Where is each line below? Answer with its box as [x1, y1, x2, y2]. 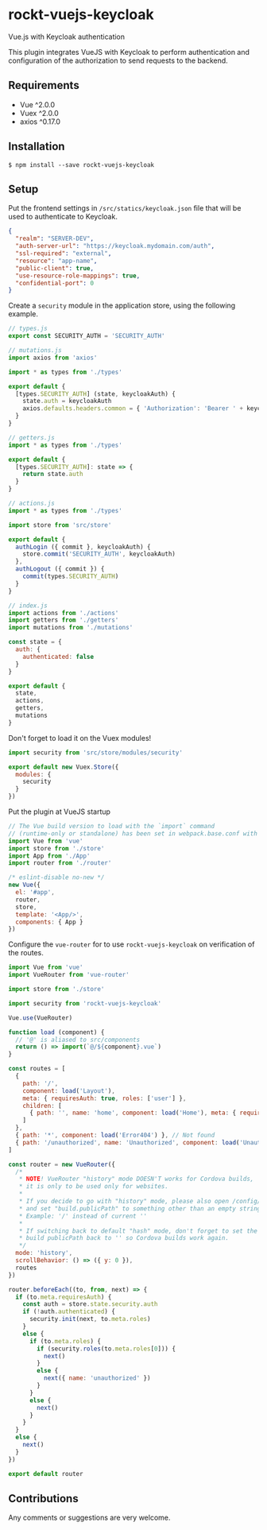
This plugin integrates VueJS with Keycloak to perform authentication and [8, 47, 250, 56]
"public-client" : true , [15, 264, 94, 272]
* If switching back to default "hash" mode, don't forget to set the [18, 1226, 258, 1235]
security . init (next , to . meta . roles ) [29, 1315, 151, 1323]
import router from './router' [8, 859, 112, 867]
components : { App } [15, 918, 83, 926]
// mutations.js [8, 347, 62, 354]
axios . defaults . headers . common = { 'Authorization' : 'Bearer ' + [22, 405, 244, 413]
